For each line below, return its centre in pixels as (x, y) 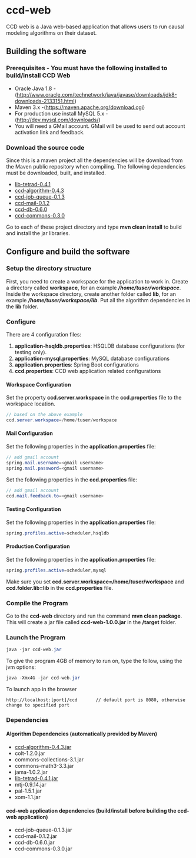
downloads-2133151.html (44, 101)
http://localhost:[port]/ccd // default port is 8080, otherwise (96, 700)
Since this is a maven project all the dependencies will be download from (94, 160)
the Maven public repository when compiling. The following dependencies (96, 166)
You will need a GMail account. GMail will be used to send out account (100, 126)
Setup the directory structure (49, 269)
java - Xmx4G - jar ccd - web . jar (43, 678)
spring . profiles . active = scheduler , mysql (57, 570)
